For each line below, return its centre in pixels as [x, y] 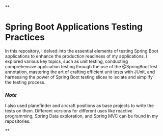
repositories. [18, 121]
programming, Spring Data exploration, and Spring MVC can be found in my [82, 116]
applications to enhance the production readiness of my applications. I [76, 56]
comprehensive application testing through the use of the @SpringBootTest [81, 66]
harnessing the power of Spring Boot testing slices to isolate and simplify [79, 77]
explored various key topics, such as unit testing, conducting [67, 61]
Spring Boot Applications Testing [74, 27]
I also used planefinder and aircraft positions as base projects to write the [80, 106]
